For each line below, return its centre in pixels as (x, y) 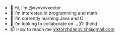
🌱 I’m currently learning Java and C (46, 18)
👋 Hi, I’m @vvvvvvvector (36, 8)
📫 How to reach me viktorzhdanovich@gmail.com (62, 29)
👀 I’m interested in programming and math (53, 13)
